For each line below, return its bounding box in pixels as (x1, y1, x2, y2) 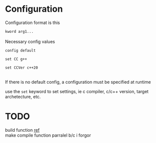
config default (5, 48, 36, 53)
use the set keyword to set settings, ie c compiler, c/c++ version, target (5, 88, 149, 94)
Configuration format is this (5, 20, 60, 25)
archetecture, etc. (5, 94, 41, 99)
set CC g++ (5, 56, 27, 62)
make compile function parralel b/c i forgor (5, 132, 91, 138)
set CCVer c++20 (5, 65, 38, 70)
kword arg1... (5, 29, 34, 34)
